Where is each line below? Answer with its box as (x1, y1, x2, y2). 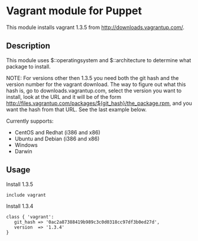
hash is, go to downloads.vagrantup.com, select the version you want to (6, 87, 182, 94)
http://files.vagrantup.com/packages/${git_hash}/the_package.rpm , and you (6, 99, 192, 107)
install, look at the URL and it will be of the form (6, 93, 121, 100)
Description (6, 41, 50, 51)
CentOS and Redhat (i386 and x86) (14, 128, 100, 136)
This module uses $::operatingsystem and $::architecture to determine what (6, 56, 191, 63)
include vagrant (6, 192, 46, 198)
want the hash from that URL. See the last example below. (6, 105, 147, 113)
